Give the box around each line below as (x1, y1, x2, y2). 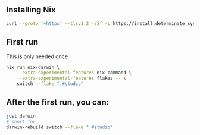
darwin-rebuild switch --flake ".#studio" (6, 124, 113, 130)
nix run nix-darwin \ (6, 64, 60, 70)
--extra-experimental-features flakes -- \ (17, 76, 127, 81)
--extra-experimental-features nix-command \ (17, 70, 132, 76)
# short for (6, 118, 36, 124)
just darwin (6, 113, 36, 119)
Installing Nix (6, 5, 56, 15)
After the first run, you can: (6, 98, 110, 108)
